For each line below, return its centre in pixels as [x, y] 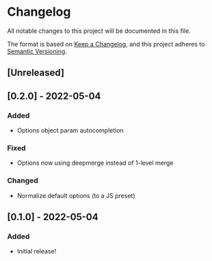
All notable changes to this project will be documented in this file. [99, 31]
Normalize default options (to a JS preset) [76, 195]
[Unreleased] [36, 73]
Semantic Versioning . [37, 51]
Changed [23, 180]
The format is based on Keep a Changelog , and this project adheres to [106, 44]
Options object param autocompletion [70, 130]
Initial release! [37, 251]
